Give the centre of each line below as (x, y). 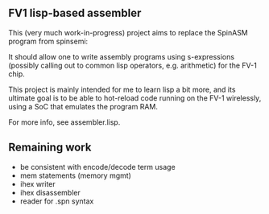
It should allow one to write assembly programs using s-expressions (122, 56)
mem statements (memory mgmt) (75, 175)
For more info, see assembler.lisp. (64, 122)
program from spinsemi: (48, 41)
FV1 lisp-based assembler (75, 13)
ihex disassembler (50, 192)
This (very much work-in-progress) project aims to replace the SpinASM (128, 32)
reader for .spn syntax (57, 201)
